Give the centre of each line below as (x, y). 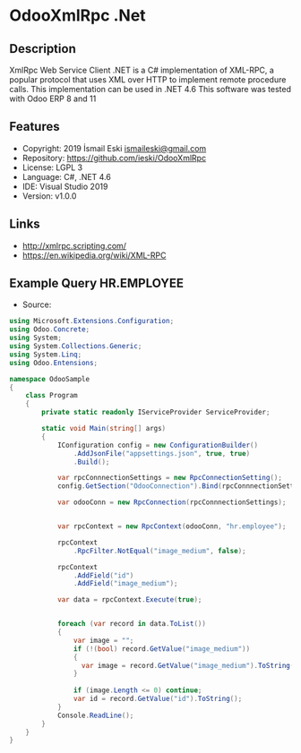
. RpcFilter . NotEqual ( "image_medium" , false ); (159, 551)
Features (34, 127)
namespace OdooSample (50, 379)
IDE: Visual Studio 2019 (65, 186)
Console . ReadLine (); (95, 715)
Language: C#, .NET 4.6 (67, 176)
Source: (37, 304)
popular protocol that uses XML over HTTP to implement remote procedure (148, 80)
